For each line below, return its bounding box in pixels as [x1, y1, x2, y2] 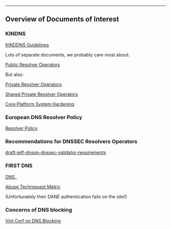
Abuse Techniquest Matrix [5, 184, 61, 190]
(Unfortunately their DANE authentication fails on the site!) [5, 193, 127, 199]
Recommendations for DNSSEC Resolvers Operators [5, 138, 137, 145]
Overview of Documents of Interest [5, 15, 119, 23]
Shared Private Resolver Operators [5, 91, 78, 97]
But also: [5, 71, 24, 77]
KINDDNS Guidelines [5, 42, 49, 48]
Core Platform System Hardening [5, 101, 75, 107]
